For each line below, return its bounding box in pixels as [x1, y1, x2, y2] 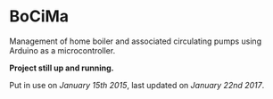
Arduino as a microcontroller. [9, 45, 116, 55]
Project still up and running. [9, 62, 114, 73]
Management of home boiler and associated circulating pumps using [9, 36, 261, 46]
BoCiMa [9, 6, 70, 27]
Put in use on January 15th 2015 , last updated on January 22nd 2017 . [9, 79, 265, 90]
